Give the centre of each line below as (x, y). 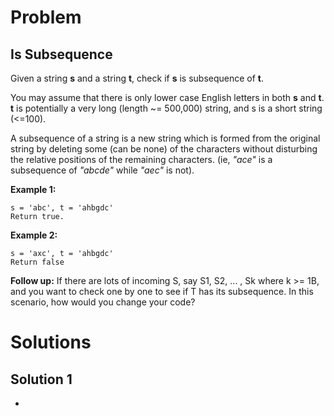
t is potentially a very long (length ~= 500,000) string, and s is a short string (166, 108)
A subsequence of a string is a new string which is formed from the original (165, 138)
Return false (37, 262)
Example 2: (34, 235)
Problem (46, 17)
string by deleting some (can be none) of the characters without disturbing (164, 149)
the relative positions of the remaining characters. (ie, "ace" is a (141, 159)
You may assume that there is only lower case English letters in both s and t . (167, 97)
